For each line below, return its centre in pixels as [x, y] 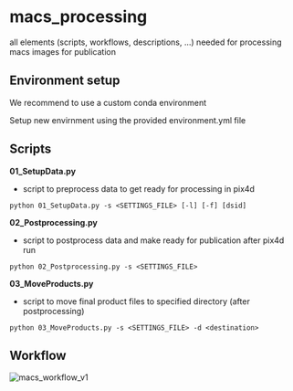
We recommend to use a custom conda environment [108, 102]
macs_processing [78, 17]
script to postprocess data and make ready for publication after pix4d [153, 240]
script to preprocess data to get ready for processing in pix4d [139, 188]
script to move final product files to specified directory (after [136, 301]
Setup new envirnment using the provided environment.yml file [128, 120]
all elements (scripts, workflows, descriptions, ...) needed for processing [146, 42]
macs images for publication [63, 51]
